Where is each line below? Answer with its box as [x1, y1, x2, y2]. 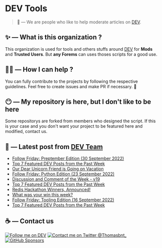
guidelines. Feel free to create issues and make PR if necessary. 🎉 [5, 83, 137, 89]
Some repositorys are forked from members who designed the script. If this [5, 118, 156, 124]
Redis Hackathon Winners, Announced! [12, 187, 91, 192]
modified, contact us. [5, 129, 48, 134]
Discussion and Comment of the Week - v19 [12, 176, 100, 182]
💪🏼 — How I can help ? [5, 65, 74, 74]
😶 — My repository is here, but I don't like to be [5, 97, 151, 106]
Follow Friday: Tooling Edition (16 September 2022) [12, 197, 114, 203]
